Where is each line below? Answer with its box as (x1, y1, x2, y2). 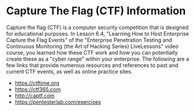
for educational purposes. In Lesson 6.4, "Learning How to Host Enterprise (6, 30, 189, 37)
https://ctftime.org (14, 79, 59, 87)
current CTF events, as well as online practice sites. (6, 68, 133, 75)
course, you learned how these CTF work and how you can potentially (6, 49, 178, 56)
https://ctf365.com (14, 85, 61, 93)
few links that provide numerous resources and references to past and (6, 61, 178, 69)
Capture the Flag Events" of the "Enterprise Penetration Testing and (6, 36, 172, 43)
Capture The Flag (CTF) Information (6, 4, 186, 18)
